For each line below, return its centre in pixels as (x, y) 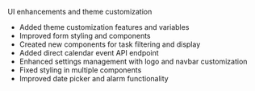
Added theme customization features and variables (104, 27)
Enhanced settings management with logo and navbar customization (133, 61)
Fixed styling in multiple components (80, 70)
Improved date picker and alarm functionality (94, 79)
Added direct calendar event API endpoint (89, 53)
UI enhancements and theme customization (80, 12)
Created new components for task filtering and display (110, 44)
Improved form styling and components (85, 36)
